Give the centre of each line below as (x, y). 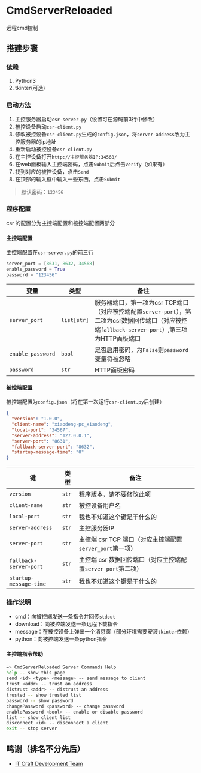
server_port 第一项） (108, 548)
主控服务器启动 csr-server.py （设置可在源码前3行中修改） (86, 119)
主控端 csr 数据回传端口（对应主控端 (130, 560)
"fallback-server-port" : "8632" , (53, 447)
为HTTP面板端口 (118, 339)
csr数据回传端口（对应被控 (150, 321)
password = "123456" (32, 275)
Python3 (25, 80)
